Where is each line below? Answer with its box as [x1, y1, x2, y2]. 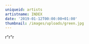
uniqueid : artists [5, 7, 43, 12]
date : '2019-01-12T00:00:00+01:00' [5, 16, 78, 21]
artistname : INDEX [5, 12, 43, 17]
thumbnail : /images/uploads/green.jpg [5, 21, 84, 26]
